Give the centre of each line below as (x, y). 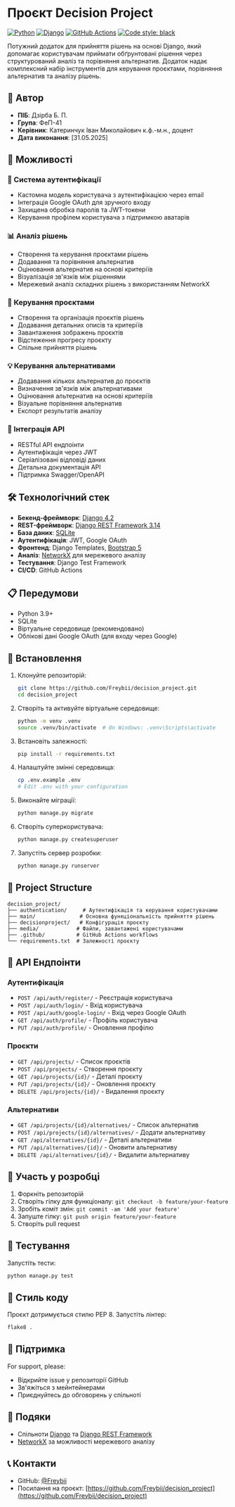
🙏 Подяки (29, 1417)
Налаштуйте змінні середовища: (66, 767)
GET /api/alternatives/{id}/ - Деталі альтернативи (94, 1140)
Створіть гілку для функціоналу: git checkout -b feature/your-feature (123, 1201)
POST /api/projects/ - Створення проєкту (80, 1068)
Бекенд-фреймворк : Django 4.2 (66, 518)
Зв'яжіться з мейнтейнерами (61, 1387)
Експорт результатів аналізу (60, 411)
